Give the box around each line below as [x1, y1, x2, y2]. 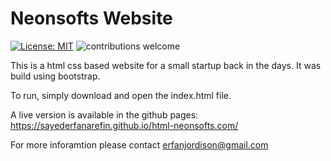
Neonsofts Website [10, 7, 173, 30]
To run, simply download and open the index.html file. [10, 89, 232, 101]
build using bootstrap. [10, 70, 101, 82]
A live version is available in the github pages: [10, 108, 199, 121]
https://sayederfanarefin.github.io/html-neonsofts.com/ [10, 119, 239, 131]
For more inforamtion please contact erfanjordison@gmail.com [10, 138, 269, 151]
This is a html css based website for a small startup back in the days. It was [10, 59, 322, 71]
